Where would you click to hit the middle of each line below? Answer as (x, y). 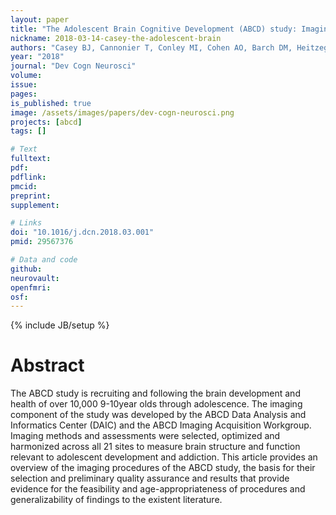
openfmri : (31, 287)
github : (26, 269)
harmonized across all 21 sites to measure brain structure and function (155, 447)
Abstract (47, 365)
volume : (26, 76)
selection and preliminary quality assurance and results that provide (150, 478)
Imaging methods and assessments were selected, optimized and (145, 436)
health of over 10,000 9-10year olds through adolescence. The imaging (156, 404)
